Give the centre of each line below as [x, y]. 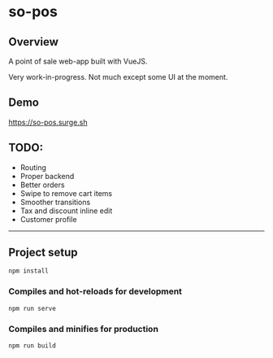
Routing [33, 167]
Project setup [43, 253]
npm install [28, 271]
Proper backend [47, 176]
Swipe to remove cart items [66, 193]
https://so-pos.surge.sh [48, 122]
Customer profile [48, 219]
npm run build [32, 346]
